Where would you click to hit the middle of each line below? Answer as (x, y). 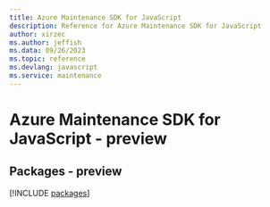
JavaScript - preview (89, 138)
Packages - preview (66, 172)
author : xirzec (38, 34)
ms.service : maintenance (55, 76)
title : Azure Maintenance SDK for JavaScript (95, 17)
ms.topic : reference (48, 59)
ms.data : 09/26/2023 (48, 51)
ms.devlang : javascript (54, 68)
